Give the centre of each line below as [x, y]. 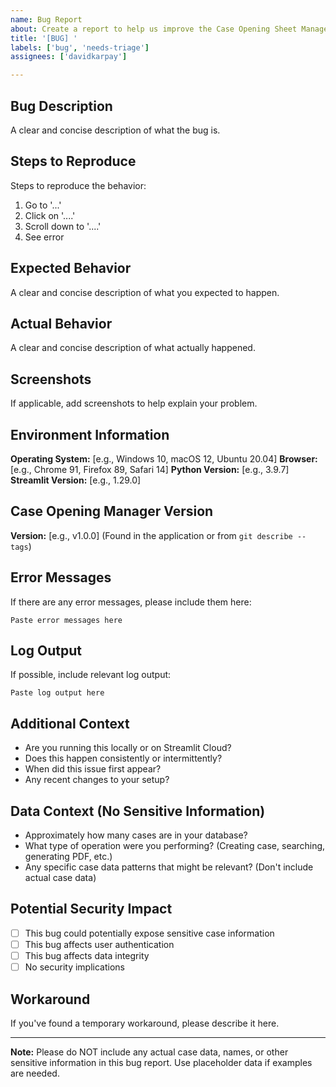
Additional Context [70, 723]
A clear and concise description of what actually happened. [133, 348]
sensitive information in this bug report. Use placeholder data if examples [161, 1062]
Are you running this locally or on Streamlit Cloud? [128, 748]
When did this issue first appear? [93, 769]
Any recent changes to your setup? [97, 780]
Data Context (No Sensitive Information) [138, 811]
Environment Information [90, 434]
